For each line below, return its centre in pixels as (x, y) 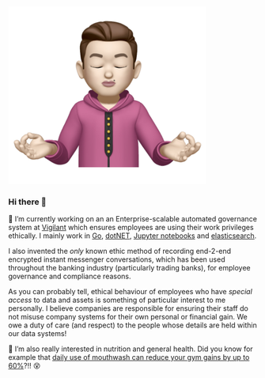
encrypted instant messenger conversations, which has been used (117, 259)
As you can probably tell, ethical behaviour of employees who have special (131, 292)
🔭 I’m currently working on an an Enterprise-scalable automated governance (132, 219)
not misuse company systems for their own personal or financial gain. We (128, 317)
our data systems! (38, 334)
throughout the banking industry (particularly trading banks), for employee (129, 268)
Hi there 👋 (28, 202)
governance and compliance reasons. (70, 276)
